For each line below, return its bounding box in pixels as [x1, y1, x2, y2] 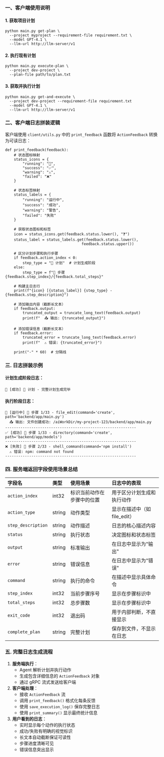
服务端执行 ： [12, 660, 38, 666]
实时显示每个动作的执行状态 [19, 722, 76, 728]
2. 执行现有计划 [5, 52, 36, 58]
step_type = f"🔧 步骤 [22, 270, 65, 275]
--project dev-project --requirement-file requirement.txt [9, 99, 132, 103]
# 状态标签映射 [14, 188, 41, 193]
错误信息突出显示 [19, 746, 54, 752]
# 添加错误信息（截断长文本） [14, 326, 66, 331]
